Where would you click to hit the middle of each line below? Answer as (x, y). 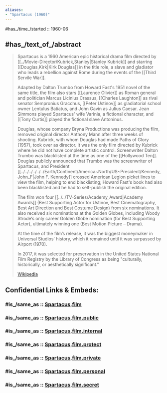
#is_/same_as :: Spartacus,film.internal (54, 331)
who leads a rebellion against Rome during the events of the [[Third (86, 73)
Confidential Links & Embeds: (52, 290)
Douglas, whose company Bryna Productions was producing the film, (88, 129)
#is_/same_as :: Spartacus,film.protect (53, 344)
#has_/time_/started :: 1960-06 (37, 29)
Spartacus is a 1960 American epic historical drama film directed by (87, 57)
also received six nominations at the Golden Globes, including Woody (88, 213)
